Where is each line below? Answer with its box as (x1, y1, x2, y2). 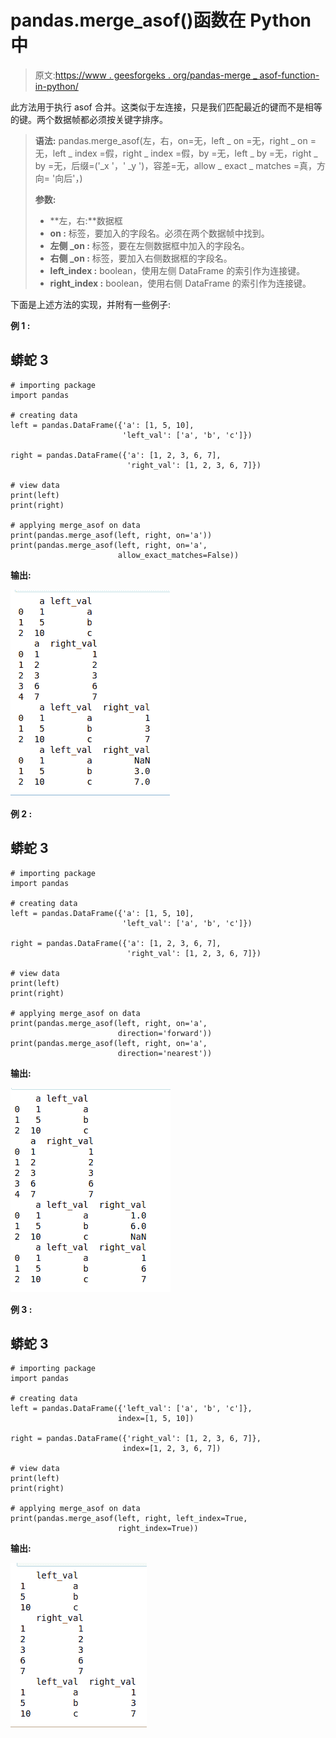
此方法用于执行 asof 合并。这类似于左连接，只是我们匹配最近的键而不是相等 (10, 101, 323, 113)
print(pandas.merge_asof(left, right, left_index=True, (10, 1514, 248, 1524)
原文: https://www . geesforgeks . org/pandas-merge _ (34, 69, 258, 81)
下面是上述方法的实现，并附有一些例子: (10, 298, 172, 310)
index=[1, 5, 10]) (117, 1414, 195, 1424)
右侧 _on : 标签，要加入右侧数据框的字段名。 (49, 252, 233, 264)
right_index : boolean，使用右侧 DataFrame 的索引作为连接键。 (49, 277, 312, 289)
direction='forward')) (117, 1028, 213, 1038)
